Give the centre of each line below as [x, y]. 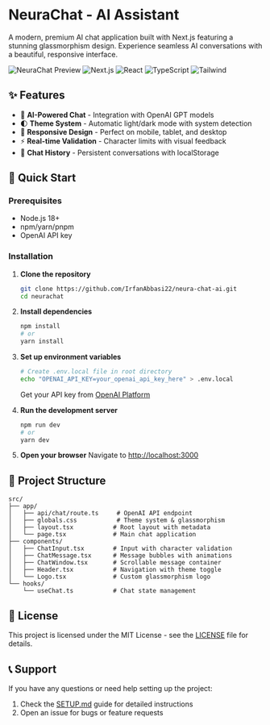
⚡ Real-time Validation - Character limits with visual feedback [123, 141]
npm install [40, 327]
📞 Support [33, 669]
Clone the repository [55, 274]
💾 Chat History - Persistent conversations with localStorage [119, 152]
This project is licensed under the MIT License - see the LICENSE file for [128, 635]
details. [21, 644]
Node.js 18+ [40, 219]
